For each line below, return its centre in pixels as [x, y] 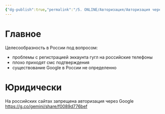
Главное [23, 34]
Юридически [33, 87]
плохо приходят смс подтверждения [51, 62]
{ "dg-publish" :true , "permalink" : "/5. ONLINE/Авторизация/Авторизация [78, 10]
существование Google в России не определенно [64, 67]
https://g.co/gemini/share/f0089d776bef [46, 106]
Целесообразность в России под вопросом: [52, 48]
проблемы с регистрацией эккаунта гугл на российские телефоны [82, 57]
